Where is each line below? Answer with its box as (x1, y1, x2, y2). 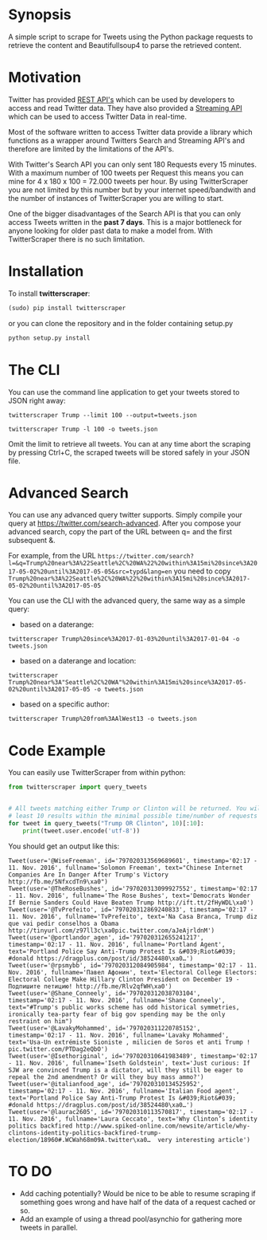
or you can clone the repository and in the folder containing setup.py (8, 318, 234, 328)
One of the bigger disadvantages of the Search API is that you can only (8, 209, 241, 218)
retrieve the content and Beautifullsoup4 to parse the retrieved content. (8, 40, 242, 49)
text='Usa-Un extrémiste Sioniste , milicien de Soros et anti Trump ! (8, 1038, 250, 1046)
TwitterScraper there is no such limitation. (8, 234, 145, 244)
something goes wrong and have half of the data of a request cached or (19, 1197, 256, 1207)
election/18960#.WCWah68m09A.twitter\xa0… (8, 1136, 151, 1144)
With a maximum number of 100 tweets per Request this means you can (8, 167, 244, 177)
